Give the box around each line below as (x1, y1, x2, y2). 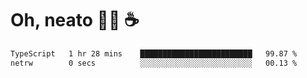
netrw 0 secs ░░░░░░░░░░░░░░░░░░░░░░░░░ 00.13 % (10, 58, 298, 68)
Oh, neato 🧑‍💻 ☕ (10, 9, 140, 32)
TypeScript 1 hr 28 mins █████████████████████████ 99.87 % (10, 48, 298, 59)
